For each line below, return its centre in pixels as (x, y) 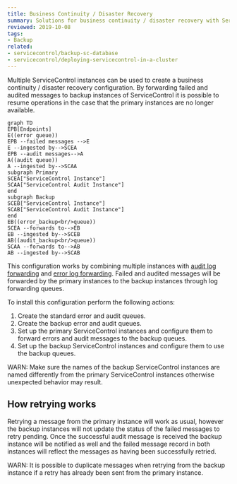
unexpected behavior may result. (55, 382)
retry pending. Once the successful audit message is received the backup (115, 436)
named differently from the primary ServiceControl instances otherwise (111, 374)
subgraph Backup (31, 197)
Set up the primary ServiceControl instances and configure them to (115, 331)
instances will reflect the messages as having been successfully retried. (112, 451)
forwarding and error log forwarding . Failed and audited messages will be (114, 273)
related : (20, 47)
